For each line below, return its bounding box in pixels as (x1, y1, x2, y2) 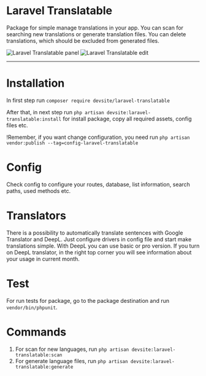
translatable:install (6, 116, 62, 122)
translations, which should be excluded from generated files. (6, 37, 159, 44)
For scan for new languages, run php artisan (15, 345, 129, 353)
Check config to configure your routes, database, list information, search (6, 181, 190, 188)
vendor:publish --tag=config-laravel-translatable (6, 139, 139, 146)
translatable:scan (15, 351, 63, 358)
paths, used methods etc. (6, 187, 71, 194)
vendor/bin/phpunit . (6, 304, 58, 311)
